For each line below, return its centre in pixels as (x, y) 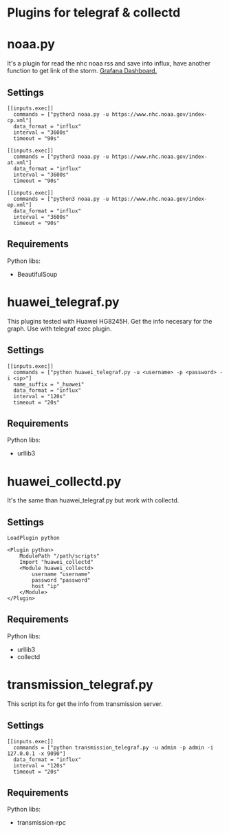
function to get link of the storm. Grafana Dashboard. (82, 71)
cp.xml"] (20, 120)
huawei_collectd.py (64, 481)
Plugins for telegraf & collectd (94, 13)
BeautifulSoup (37, 274)
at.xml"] (20, 163)
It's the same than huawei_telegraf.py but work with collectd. (93, 500)
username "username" (61, 574)
